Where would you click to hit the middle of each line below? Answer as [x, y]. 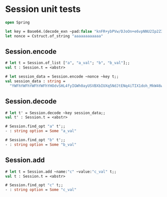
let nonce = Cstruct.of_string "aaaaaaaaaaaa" [54, 36]
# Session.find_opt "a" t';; [35, 126]
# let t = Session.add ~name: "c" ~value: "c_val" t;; [61, 172]
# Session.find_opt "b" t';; [35, 140]
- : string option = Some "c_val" [41, 190]
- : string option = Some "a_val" [41, 131]
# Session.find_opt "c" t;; [34, 185]
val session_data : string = [35, 81]
